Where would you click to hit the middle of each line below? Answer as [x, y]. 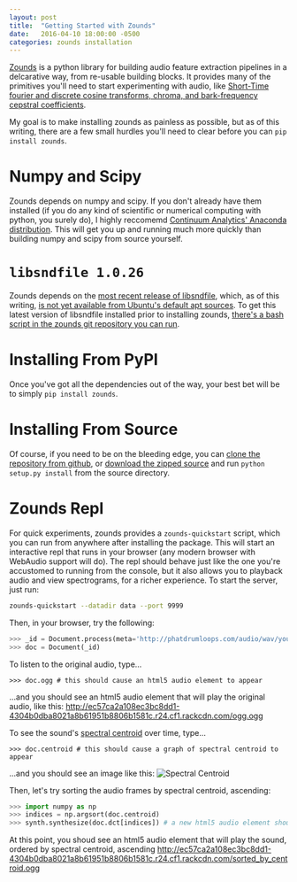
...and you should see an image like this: [82, 773]
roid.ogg [24, 868]
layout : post [33, 17]
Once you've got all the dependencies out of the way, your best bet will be [145, 384]
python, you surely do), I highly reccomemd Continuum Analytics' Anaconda [148, 220]
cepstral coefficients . [48, 105]
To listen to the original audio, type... [76, 664]
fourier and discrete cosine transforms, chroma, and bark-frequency [133, 96]
